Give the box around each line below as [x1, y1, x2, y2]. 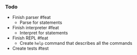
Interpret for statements [19, 30, 68, 36]
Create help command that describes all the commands [19, 40, 133, 46]
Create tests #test [12, 45, 49, 52]
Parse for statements [19, 19, 63, 25]
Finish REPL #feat [12, 35, 48, 41]
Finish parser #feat [12, 15, 51, 20]
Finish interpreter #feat [12, 25, 59, 31]
